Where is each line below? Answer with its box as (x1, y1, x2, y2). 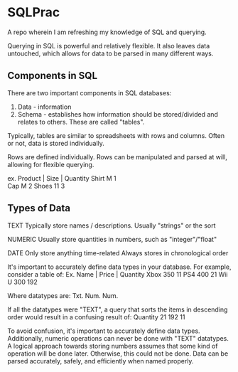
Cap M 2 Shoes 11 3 (7, 181, 65, 190)
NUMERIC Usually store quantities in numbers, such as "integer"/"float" (7, 235, 217, 243)
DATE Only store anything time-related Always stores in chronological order (7, 248, 229, 257)
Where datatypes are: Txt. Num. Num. (7, 291, 119, 299)
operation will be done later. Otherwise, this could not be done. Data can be (7, 349, 229, 358)
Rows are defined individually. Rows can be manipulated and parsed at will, (7, 152, 227, 161)
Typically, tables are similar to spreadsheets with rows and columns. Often (7, 131, 225, 139)
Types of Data (7, 202, 71, 214)
